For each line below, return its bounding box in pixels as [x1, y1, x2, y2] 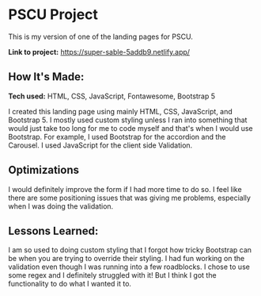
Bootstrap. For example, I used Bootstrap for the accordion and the [8, 132, 226, 141]
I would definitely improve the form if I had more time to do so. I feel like [8, 184, 243, 194]
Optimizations [8, 163, 79, 177]
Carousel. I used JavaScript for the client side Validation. [8, 140, 193, 150]
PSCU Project [8, 6, 99, 24]
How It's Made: [8, 70, 85, 84]
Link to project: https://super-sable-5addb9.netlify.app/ [8, 47, 191, 56]
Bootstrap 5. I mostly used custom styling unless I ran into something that [8, 115, 248, 125]
